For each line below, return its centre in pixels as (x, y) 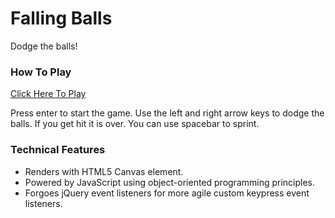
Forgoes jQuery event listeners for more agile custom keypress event (167, 193)
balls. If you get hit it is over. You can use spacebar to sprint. (135, 124)
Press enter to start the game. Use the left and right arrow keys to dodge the (167, 113)
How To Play (41, 72)
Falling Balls (61, 18)
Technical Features (58, 150)
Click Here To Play (48, 94)
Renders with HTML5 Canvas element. (104, 171)
